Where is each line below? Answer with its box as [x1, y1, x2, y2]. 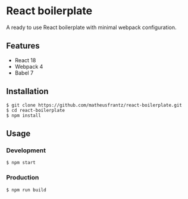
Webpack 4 [14, 63, 43, 70]
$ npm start [6, 160, 36, 166]
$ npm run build [6, 187, 46, 193]
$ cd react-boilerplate [6, 107, 65, 113]
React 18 [14, 56, 36, 63]
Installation [6, 86, 49, 97]
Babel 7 [14, 69, 34, 76]
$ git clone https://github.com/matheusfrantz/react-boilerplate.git [6, 102, 183, 108]
